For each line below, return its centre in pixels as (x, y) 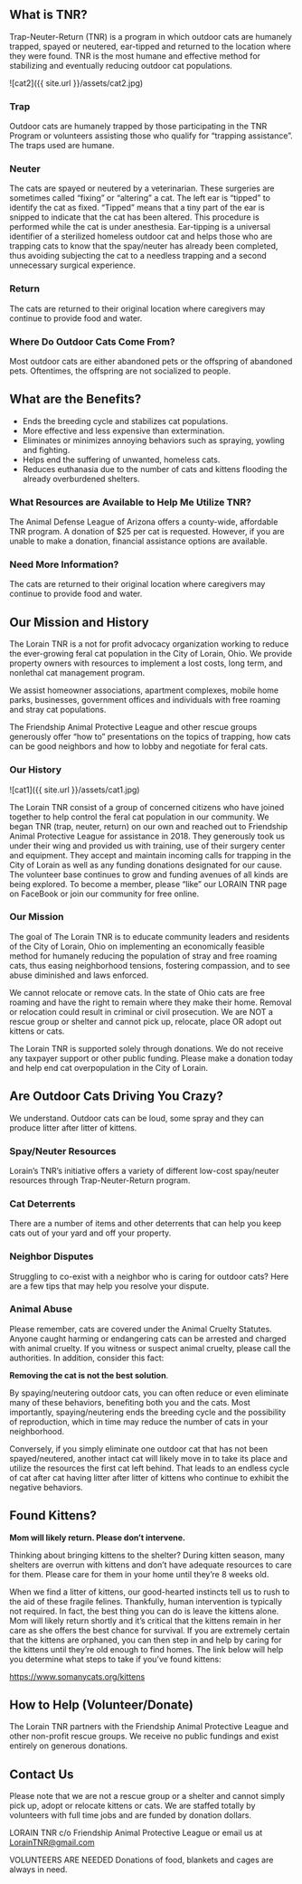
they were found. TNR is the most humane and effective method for (135, 56)
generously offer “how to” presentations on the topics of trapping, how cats (150, 737)
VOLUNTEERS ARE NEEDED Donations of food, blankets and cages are (142, 1860)
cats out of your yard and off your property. (90, 1233)
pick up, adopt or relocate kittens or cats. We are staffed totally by (132, 1806)
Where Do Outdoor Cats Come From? (92, 341)
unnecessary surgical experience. (72, 265)
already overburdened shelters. (81, 478)
